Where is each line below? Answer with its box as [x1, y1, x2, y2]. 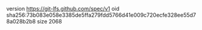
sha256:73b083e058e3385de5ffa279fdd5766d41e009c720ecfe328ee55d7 [6, 11, 197, 19]
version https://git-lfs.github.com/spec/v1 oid [6, 5, 120, 12]
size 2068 [37, 18, 62, 25]
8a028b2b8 [6, 18, 36, 25]
